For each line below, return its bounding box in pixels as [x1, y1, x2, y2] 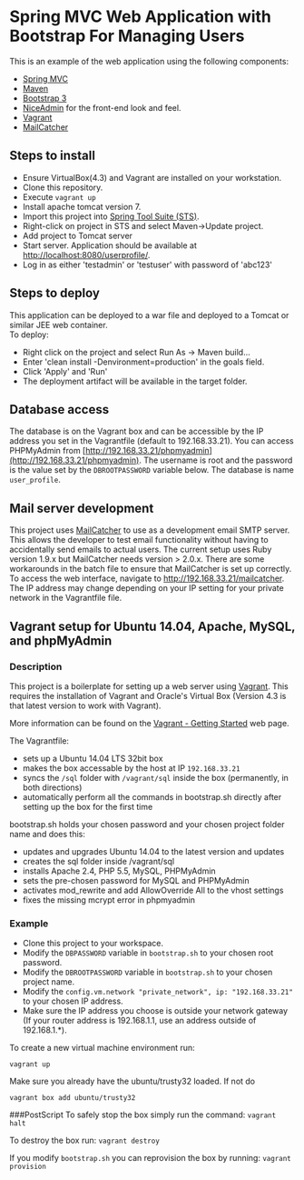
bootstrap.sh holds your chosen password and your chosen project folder [9, 818, 285, 829]
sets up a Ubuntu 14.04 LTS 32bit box [22, 753, 163, 764]
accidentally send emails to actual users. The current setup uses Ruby [9, 544, 272, 555]
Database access [9, 402, 110, 417]
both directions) [22, 782, 83, 793]
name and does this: [9, 828, 86, 839]
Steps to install [9, 148, 95, 164]
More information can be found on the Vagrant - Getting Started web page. [9, 717, 289, 728]
